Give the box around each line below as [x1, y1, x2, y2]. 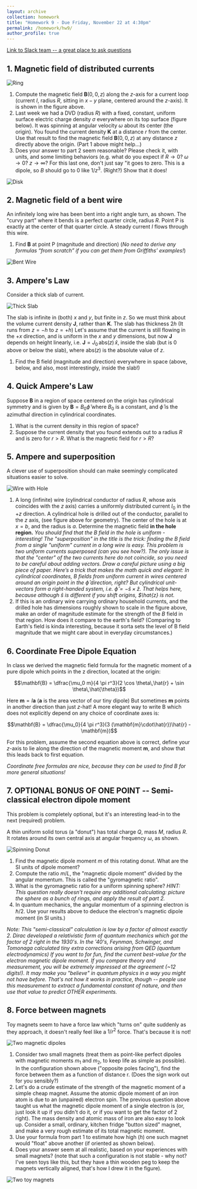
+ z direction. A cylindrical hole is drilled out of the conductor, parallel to [15, 510, 188, 518]
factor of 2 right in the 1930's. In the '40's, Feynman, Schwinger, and [6, 938, 173, 945]
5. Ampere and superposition [6, 452, 116, 462]
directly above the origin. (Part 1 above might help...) [15, 141, 142, 148]
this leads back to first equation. [6, 751, 84, 758]
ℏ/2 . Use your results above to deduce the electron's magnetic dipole [15, 907, 184, 915]
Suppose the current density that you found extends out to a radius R [15, 428, 182, 435]
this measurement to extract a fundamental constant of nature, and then [6, 982, 183, 989]
